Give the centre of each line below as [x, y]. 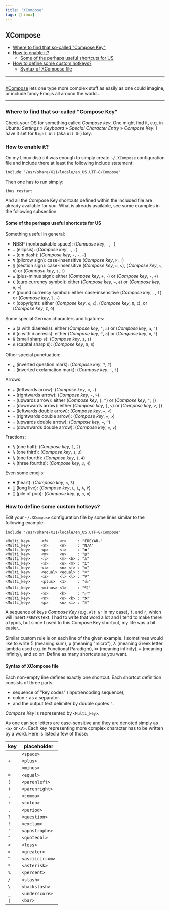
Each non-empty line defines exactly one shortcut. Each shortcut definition [83, 677]
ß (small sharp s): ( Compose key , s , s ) [52, 339]
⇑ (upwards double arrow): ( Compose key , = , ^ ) [61, 422]
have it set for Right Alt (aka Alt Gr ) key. [49, 133]
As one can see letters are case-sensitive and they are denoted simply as [82, 723]
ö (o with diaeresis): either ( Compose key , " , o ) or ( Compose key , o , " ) [85, 334]
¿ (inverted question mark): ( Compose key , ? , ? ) [62, 364]
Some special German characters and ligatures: [55, 319]
